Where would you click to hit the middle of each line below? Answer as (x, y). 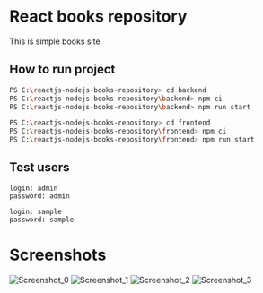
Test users (39, 168)
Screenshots (58, 255)
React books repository (98, 17)
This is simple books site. (56, 41)
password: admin (39, 196)
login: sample (36, 211)
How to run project (62, 69)
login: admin (34, 188)
